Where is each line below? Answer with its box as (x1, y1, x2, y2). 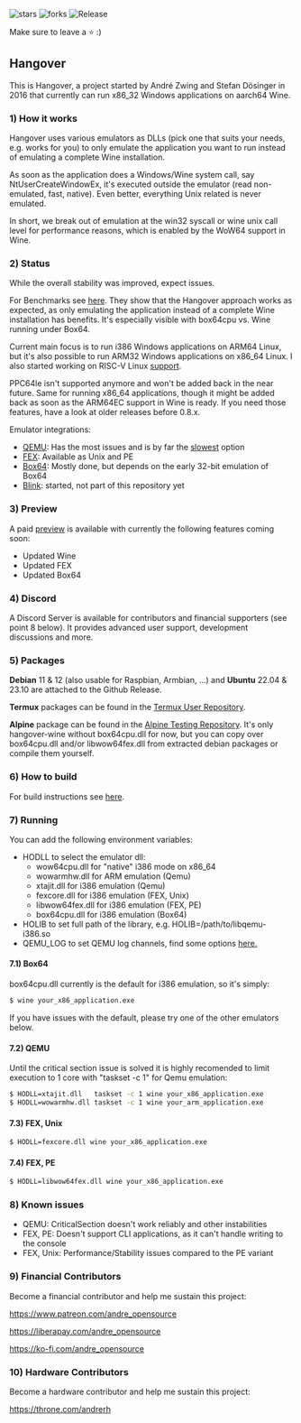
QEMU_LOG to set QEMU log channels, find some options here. (22, 938, 258, 948)
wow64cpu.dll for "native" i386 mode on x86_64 (35, 861, 216, 872)
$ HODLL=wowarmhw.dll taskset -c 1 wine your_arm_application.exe (9, 1098, 264, 1107)
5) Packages (9, 654, 65, 667)
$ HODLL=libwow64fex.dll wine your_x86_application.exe (9, 1178, 223, 1187)
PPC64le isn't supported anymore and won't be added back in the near (9, 378, 274, 389)
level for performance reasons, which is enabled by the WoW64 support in (9, 226, 286, 236)
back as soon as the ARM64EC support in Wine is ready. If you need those (9, 397, 287, 408)
